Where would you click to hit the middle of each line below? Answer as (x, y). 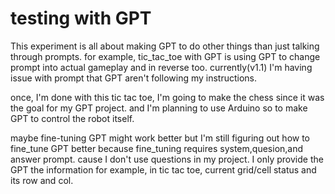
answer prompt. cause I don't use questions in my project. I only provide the (167, 159)
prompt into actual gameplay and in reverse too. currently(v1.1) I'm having (161, 67)
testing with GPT (81, 18)
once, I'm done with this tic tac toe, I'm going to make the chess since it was (167, 97)
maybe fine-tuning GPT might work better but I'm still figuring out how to (160, 138)
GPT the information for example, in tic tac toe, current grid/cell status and (163, 169)
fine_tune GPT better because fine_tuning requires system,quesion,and (157, 148)
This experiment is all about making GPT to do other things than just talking (165, 46)
